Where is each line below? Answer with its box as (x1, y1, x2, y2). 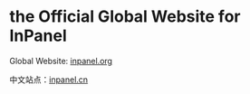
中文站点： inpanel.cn (9, 74, 89, 85)
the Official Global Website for (9, 6, 241, 27)
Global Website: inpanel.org (9, 55, 113, 66)
